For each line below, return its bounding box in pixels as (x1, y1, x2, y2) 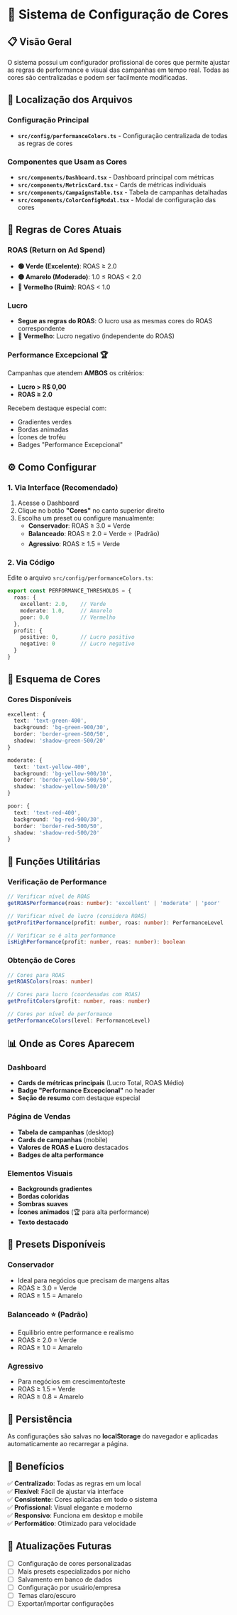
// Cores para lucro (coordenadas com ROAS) (7, 991, 141, 998)
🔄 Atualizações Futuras (7, 1540, 112, 1552)
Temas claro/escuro (17, 1592, 77, 1600)
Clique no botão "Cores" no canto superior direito (17, 506, 165, 515)
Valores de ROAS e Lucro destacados (17, 1143, 129, 1151)
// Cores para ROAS (7, 971, 65, 978)
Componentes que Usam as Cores (7, 157, 128, 167)
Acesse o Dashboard (17, 498, 79, 507)
